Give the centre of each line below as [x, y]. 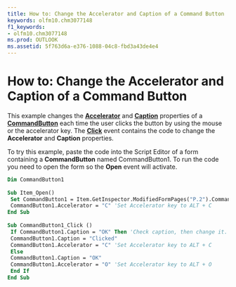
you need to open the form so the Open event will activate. [92, 167]
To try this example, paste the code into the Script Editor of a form [103, 151]
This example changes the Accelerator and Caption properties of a [105, 115]
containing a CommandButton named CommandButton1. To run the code [113, 159]
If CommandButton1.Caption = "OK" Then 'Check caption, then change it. [119, 232]
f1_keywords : [26, 27]
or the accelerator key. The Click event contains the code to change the [111, 130]
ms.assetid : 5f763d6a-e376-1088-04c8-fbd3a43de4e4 [83, 46]
